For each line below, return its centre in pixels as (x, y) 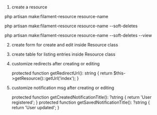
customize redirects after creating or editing (56, 64)
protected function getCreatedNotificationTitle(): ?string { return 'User (81, 97)
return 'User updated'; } (35, 107)
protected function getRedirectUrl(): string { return (62, 73)
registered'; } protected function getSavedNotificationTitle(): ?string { (81, 102)
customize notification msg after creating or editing (63, 88)
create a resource (29, 7)
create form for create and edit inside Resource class (65, 45)
